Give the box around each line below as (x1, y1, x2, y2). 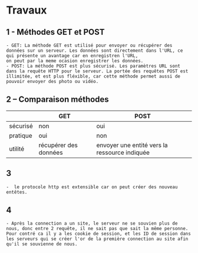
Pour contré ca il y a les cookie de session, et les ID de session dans (6, 231, 192, 237)
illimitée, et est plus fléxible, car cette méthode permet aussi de (6, 74, 181, 79)
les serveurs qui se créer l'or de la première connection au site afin (6, 236, 189, 242)
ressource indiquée (96, 148, 150, 157)
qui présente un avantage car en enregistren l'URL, (6, 53, 138, 59)
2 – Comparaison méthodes (6, 95, 109, 105)
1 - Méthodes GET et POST (6, 27, 105, 37)
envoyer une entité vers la (96, 141, 168, 149)
